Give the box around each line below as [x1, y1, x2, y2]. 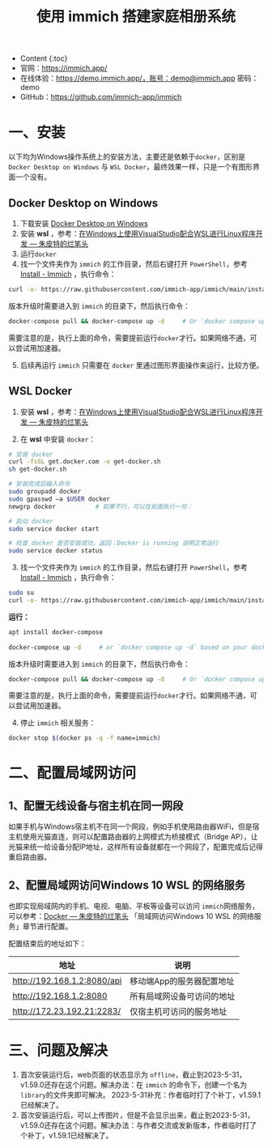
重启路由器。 [8, 852, 51, 862]
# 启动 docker [8, 517, 54, 525]
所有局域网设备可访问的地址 [129, 991, 236, 1002]
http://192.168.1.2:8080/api [12, 975, 122, 987]
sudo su [8, 589, 35, 597]
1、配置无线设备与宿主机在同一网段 [8, 799, 184, 813]
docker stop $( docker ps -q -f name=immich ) [8, 734, 161, 742]
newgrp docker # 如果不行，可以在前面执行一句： [8, 502, 193, 510]
